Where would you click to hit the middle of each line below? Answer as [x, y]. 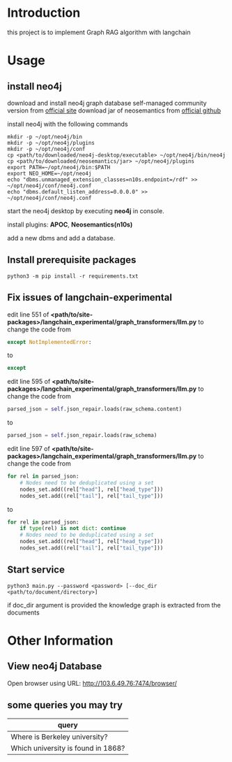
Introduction [44, 13]
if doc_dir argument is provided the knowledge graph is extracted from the [114, 605]
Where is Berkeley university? [59, 737]
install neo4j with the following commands [68, 124]
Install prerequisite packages [72, 260]
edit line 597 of [29, 449]
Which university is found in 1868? [68, 748]
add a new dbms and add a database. [61, 238]
